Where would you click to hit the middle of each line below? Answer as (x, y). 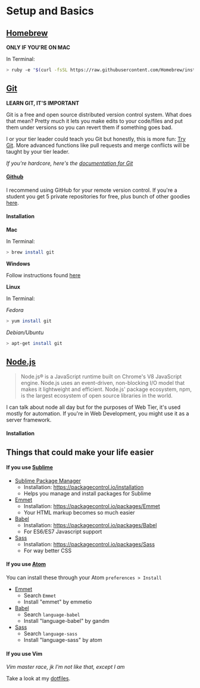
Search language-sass (51, 633)
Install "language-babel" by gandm (67, 620)
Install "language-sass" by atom (63, 640)
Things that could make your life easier (80, 452)
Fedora (15, 310)
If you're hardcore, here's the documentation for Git (70, 163)
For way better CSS (48, 551)
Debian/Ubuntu (25, 332)
